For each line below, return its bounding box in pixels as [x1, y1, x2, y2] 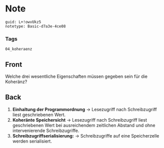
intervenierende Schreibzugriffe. [12, 128, 79, 134]
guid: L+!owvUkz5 [5, 19, 41, 24]
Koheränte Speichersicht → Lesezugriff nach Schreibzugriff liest [12, 117, 147, 123]
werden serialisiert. [12, 138, 52, 144]
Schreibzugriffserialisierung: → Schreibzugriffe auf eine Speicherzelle [12, 133, 159, 139]
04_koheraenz [5, 47, 32, 52]
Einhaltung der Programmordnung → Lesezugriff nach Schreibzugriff [12, 106, 157, 112]
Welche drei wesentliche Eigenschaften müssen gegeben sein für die [5, 73, 147, 80]
